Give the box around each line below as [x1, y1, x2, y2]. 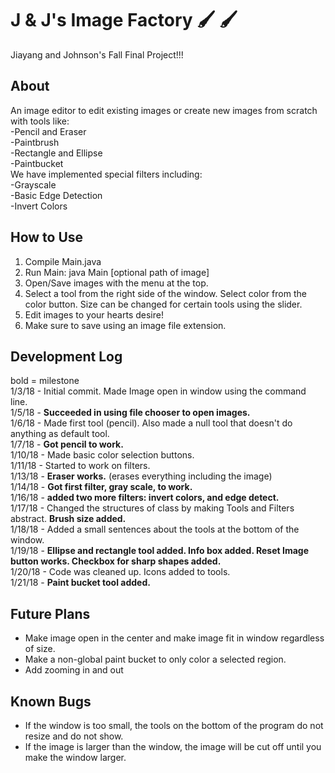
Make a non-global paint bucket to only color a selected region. [24, 653, 287, 666]
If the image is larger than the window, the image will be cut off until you [24, 741, 322, 752]
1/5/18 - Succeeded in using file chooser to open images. [10, 407, 251, 419]
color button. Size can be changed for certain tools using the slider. [24, 298, 303, 310]
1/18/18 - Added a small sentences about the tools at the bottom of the [10, 523, 300, 536]
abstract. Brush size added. [10, 513, 127, 525]
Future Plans [10, 605, 91, 622]
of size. [24, 643, 56, 655]
